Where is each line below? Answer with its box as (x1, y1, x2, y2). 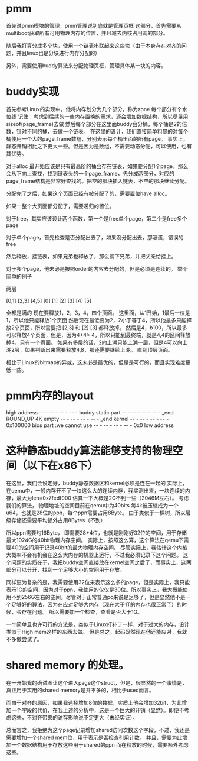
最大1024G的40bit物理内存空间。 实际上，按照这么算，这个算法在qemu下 (6, 536, 184, 543)
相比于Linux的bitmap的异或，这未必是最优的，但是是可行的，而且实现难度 (6, 358, 186, 365)
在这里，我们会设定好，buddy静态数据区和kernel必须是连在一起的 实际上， (6, 480, 188, 487)
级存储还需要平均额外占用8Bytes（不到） (6, 516, 106, 523)
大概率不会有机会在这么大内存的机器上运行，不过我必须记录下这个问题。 (6, 551, 181, 558)
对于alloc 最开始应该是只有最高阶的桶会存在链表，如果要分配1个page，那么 (6, 162, 189, 170)
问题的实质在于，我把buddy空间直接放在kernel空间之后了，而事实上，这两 (11, 558, 192, 566)
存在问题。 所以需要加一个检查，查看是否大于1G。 (21, 608, 143, 615)
